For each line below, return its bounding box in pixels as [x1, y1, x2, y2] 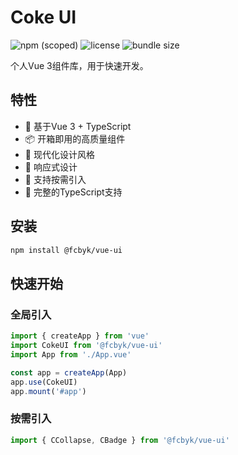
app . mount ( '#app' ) [10, 386, 87, 396]
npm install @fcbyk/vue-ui [10, 245, 123, 255]
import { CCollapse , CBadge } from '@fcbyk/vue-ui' [10, 435, 230, 445]
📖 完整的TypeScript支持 [24, 186, 123, 198]
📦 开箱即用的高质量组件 [24, 132, 126, 145]
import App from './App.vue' [10, 349, 132, 360]
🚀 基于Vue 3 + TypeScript [24, 120, 132, 132]
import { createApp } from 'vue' [10, 331, 150, 341]
